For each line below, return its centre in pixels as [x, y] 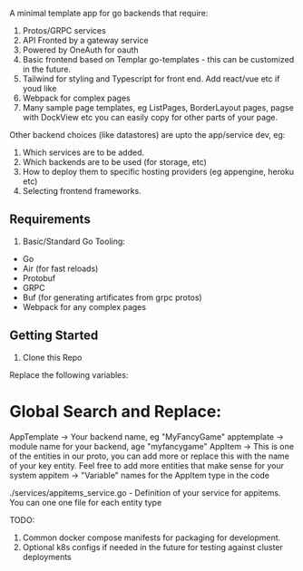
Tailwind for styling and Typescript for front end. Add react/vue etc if [151, 79]
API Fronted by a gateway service [85, 40]
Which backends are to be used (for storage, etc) [114, 162]
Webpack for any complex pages [84, 306]
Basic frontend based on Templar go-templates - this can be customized [158, 59]
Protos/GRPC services [64, 30]
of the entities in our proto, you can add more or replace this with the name [150, 456]
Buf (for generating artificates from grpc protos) [112, 297]
